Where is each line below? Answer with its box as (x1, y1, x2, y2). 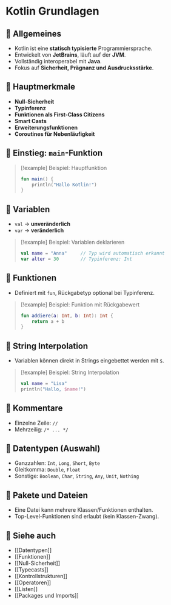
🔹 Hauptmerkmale (5, 82, 75, 92)
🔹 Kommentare (5, 403, 63, 414)
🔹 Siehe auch (5, 530, 56, 540)
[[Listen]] (14, 586, 38, 593)
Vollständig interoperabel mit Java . (14, 58, 102, 65)
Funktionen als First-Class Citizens (14, 111, 105, 118)
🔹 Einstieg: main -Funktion (5, 148, 103, 158)
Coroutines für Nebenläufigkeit (14, 130, 95, 138)
